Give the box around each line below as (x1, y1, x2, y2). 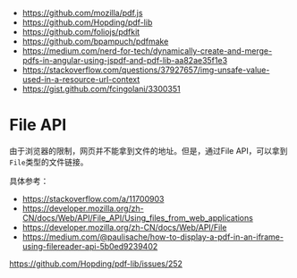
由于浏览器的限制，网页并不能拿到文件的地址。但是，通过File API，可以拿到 (9, 145, 288, 156)
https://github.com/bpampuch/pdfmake (21, 36, 169, 46)
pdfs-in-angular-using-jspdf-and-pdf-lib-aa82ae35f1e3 (21, 55, 228, 65)
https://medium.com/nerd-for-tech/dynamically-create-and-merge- (21, 46, 273, 56)
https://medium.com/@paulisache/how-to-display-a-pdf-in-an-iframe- (21, 232, 284, 242)
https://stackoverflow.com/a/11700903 (21, 193, 165, 204)
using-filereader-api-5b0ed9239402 (21, 240, 158, 251)
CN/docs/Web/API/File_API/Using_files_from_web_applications (21, 212, 253, 223)
